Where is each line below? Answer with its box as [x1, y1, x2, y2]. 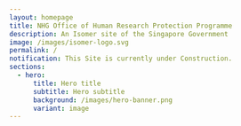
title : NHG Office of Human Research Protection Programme [9, 21, 233, 30]
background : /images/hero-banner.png [32, 95, 173, 105]
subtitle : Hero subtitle [32, 87, 125, 96]
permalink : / [9, 46, 58, 55]
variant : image [32, 104, 90, 113]
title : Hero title [32, 79, 101, 88]
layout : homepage [9, 12, 74, 22]
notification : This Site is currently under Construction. [9, 54, 233, 63]
